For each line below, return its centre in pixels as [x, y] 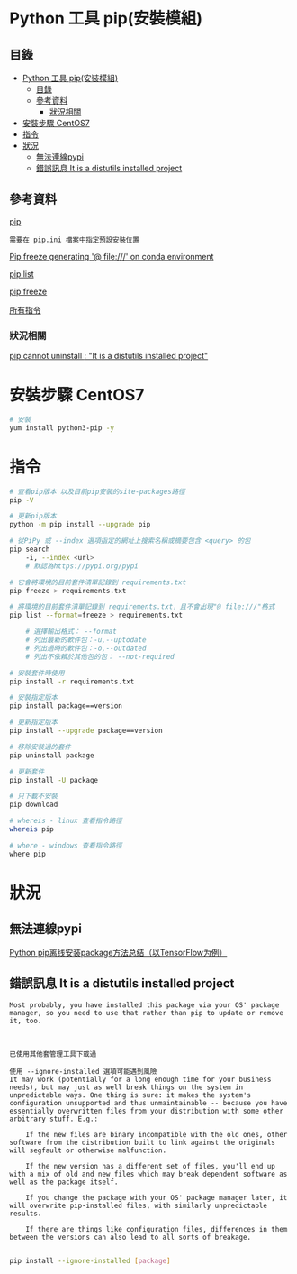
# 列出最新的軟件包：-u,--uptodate [86, 640]
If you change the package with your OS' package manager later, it [157, 1197]
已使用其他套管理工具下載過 [53, 1054]
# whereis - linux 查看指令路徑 [66, 821]
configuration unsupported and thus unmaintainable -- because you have [148, 1103]
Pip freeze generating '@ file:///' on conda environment [112, 256]
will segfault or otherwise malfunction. [88, 1150]
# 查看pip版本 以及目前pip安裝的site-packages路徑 [98, 491]
